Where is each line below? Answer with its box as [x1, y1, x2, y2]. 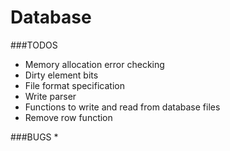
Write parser [24, 90, 77, 102]
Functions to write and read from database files [24, 101, 221, 113]
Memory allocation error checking [24, 58, 165, 70]
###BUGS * [10, 131, 59, 143]
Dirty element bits [24, 69, 99, 81]
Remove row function [24, 111, 113, 123]
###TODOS [10, 39, 58, 51]
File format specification [24, 79, 125, 91]
